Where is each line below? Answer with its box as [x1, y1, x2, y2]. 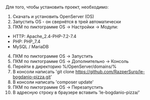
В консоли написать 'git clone [12, 69, 75, 75]
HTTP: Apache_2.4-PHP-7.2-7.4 [12, 34, 77, 39]
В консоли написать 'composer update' [12, 79, 94, 85]
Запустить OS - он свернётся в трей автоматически [12, 19, 121, 24]
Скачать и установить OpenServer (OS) [12, 14, 94, 19]
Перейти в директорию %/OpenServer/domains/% [12, 63, 117, 69]
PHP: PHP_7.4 [12, 39, 40, 44]
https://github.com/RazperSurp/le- [75, 69, 145, 75]
